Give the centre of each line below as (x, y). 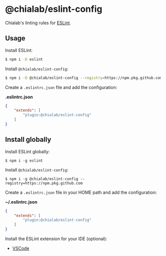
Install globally (28, 140)
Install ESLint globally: (27, 151)
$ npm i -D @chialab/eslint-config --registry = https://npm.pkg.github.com (84, 78)
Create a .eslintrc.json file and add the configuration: (61, 87)
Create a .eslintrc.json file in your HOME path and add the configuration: (81, 192)
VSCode (21, 249)
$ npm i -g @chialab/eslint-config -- (45, 179)
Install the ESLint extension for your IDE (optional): (56, 239)
